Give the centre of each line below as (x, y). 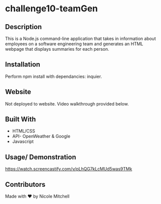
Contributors (25, 185)
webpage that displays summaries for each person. (57, 49)
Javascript (23, 141)
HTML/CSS (24, 131)
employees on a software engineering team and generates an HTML (74, 44)
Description (23, 27)
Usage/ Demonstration (41, 157)
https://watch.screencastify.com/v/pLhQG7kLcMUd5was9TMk (69, 169)
